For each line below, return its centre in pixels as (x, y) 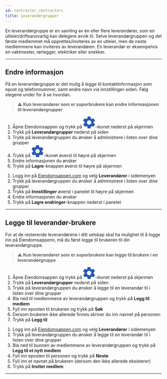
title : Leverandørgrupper (32, 16)
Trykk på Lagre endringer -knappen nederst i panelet (67, 202)
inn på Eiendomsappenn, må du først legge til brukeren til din (68, 240)
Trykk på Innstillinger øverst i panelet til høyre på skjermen (73, 191)
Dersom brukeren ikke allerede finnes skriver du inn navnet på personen (86, 315)
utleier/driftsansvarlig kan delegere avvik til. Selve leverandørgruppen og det (83, 36)
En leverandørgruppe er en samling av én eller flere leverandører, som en (80, 30)
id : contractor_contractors (34, 10)
